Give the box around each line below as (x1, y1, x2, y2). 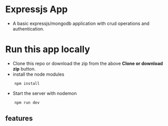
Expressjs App (5, 4, 68, 15)
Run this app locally (5, 44, 90, 55)
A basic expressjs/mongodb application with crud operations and (12, 20, 150, 26)
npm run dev (14, 100, 40, 105)
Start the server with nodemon (12, 90, 77, 96)
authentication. (12, 25, 44, 31)
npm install (14, 81, 40, 86)
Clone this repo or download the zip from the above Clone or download (12, 60, 163, 67)
